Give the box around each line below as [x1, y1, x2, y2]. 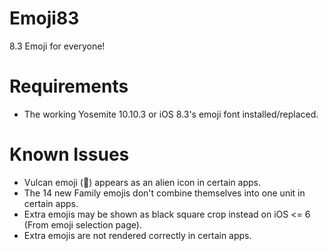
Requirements [9, 75, 129, 98]
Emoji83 [9, 7, 80, 30]
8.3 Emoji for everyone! [9, 40, 106, 52]
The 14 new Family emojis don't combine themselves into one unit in [23, 187, 306, 199]
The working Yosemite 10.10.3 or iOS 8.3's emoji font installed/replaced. [23, 108, 319, 120]
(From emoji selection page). [23, 218, 142, 231]
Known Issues [9, 143, 130, 166]
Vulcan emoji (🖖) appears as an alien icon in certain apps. [23, 176, 262, 188]
